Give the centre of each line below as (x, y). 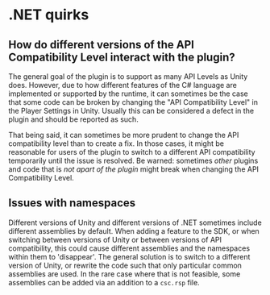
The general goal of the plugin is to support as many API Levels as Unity (128, 77)
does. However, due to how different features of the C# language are (123, 85)
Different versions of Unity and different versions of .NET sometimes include (135, 222)
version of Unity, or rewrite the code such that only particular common (125, 265)
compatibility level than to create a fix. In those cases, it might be (116, 143)
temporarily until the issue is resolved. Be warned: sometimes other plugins (133, 160)
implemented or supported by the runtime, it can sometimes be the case (128, 93)
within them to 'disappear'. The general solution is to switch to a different (129, 256)
